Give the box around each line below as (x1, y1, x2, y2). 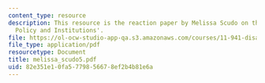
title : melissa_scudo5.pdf (8, 56, 97, 64)
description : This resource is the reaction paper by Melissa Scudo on (8, 19, 248, 27)
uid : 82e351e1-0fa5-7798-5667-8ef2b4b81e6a (8, 63, 154, 71)
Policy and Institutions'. (15, 26, 104, 34)
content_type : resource (8, 11, 87, 20)
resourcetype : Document (8, 48, 87, 56)
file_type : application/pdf (8, 41, 101, 49)
